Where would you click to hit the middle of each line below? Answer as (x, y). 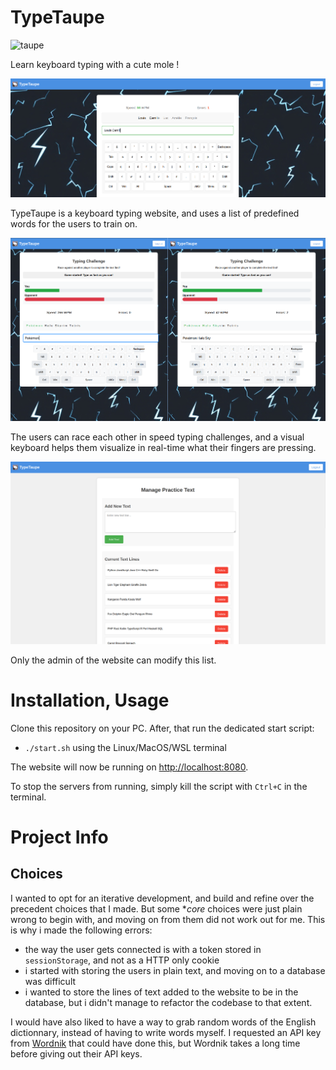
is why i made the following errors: (81, 930)
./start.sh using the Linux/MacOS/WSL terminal (125, 747)
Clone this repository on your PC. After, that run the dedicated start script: (162, 728)
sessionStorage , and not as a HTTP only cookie (122, 960)
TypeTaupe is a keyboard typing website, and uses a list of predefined (155, 213)
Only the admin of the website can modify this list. (113, 660)
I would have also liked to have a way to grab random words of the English (163, 1022)
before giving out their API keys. (76, 1053)
